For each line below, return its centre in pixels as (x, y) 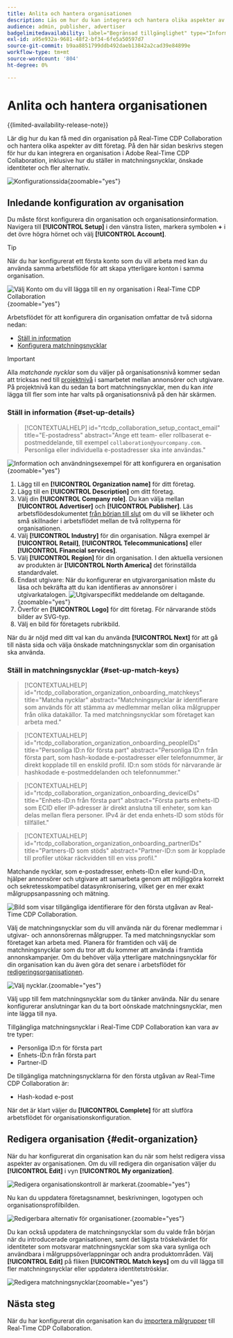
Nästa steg (31, 1304)
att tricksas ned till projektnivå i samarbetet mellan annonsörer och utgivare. (116, 380)
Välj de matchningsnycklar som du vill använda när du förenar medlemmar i (115, 928)
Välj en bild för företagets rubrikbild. (69, 624)
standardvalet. (38, 572)
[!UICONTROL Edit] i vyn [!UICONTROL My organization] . (90, 1171)
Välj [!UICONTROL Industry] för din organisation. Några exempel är (113, 535)
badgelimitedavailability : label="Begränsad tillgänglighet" (97, 33)
